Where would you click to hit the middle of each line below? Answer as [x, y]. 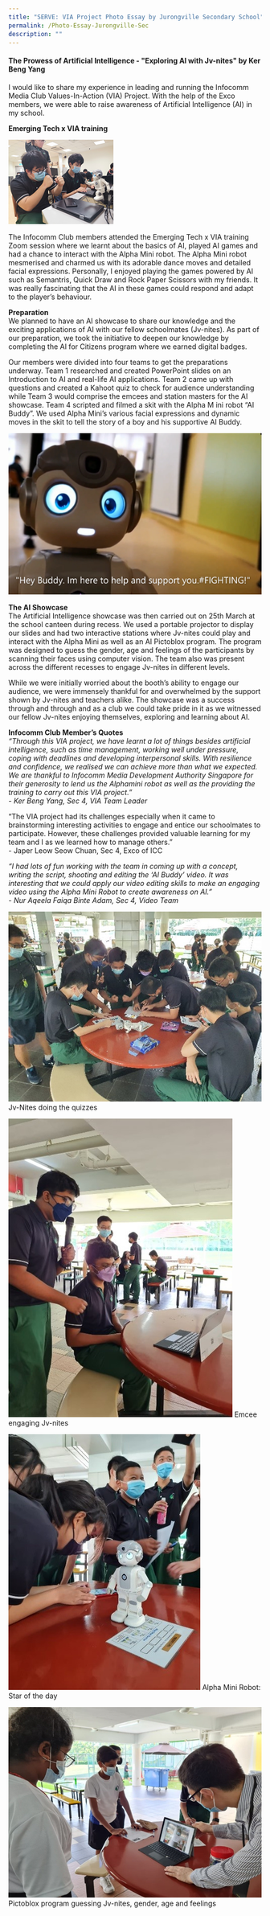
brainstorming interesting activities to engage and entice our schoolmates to [135, 825]
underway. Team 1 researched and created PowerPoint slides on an [120, 371]
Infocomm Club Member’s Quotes [66, 732]
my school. [27, 113]
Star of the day [33, 1696]
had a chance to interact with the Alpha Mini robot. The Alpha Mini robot [128, 254]
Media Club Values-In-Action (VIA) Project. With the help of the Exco [122, 96]
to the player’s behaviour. [50, 297]
